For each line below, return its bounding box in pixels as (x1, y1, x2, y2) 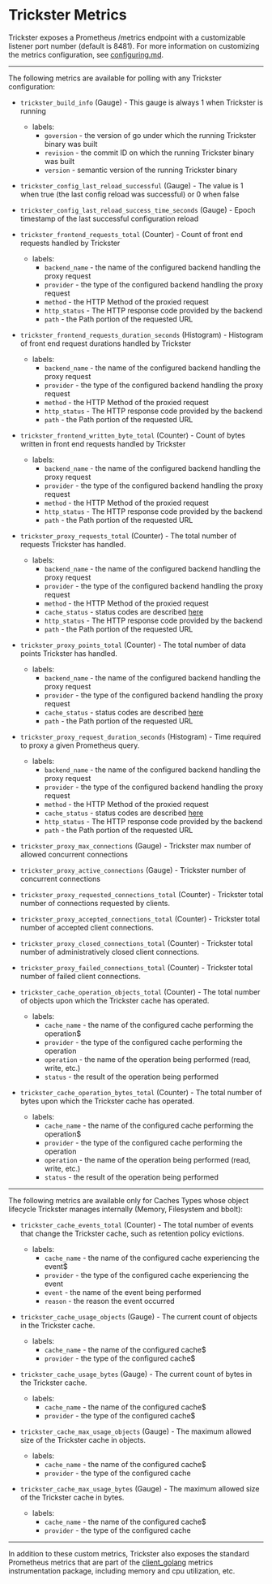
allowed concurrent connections (19, 849, 128, 859)
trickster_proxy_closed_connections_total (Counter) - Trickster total (19, 938, 253, 947)
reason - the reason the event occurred (44, 1296, 176, 1306)
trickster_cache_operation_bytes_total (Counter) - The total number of (19, 1087, 262, 1097)
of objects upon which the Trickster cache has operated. (19, 995, 210, 1005)
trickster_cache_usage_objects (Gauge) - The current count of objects (19, 1311, 257, 1321)
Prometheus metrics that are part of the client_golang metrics (8, 1557, 214, 1567)
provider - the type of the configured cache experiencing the (44, 1270, 249, 1280)
